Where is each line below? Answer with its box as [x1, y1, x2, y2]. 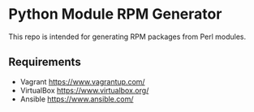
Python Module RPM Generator [8, 5, 222, 24]
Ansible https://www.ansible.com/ [19, 94, 134, 104]
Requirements [8, 55, 81, 69]
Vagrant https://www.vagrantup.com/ [19, 76, 145, 86]
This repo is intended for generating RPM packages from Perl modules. [8, 32, 246, 41]
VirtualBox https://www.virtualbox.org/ [19, 85, 149, 95]
